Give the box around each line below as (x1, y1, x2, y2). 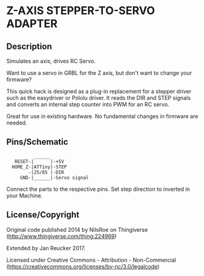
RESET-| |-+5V (14, 158, 64, 164)
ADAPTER (6, 17, 58, 31)
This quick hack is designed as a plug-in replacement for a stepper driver (6, 88, 192, 95)
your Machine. (6, 191, 43, 199)
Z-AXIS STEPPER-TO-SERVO (6, 4, 155, 18)
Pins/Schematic (6, 137, 69, 147)
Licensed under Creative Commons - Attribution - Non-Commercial (6, 256, 176, 264)
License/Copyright (6, 210, 80, 220)
